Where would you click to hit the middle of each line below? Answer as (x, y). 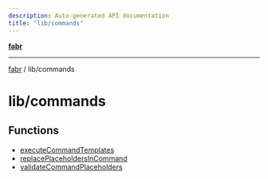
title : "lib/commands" (46, 23)
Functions (34, 131)
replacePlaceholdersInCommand (73, 158)
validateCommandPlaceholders (71, 167)
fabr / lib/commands (42, 69)
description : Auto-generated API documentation (89, 16)
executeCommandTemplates (67, 149)
